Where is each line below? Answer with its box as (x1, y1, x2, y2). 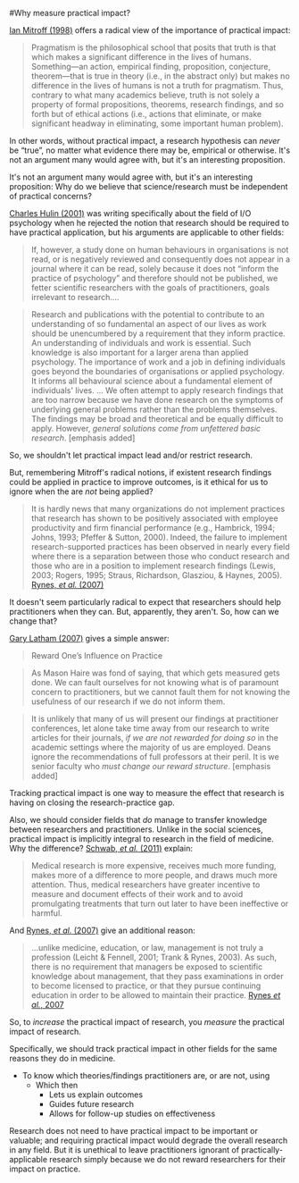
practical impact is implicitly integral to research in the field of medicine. (9, 834, 274, 843)
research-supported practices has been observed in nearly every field (30, 541, 290, 552)
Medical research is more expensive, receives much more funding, (30, 860, 277, 870)
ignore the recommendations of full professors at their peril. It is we (30, 751, 279, 762)
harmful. (30, 908, 62, 919)
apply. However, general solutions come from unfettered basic (30, 424, 262, 433)
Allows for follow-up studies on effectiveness (48, 1108, 216, 1119)
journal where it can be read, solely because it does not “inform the (30, 264, 279, 273)
